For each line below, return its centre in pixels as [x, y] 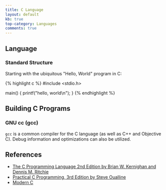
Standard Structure [29, 63]
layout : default [22, 14]
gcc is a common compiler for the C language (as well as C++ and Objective [83, 134]
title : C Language [24, 10]
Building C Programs [38, 108]
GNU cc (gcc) [22, 123]
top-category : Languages [31, 24]
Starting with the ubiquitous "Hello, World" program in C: [63, 73]
